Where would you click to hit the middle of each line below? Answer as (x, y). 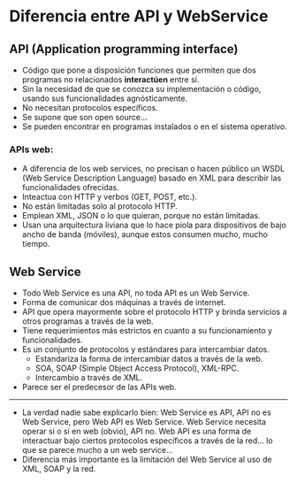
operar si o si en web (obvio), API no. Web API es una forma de (137, 432)
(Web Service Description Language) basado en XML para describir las (152, 178)
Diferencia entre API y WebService (139, 16)
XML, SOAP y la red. (59, 469)
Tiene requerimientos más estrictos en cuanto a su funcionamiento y (147, 331)
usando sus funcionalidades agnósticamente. (105, 98)
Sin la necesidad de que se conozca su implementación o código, (141, 89)
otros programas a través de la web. (88, 321)
